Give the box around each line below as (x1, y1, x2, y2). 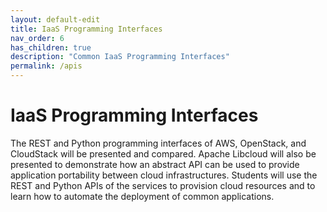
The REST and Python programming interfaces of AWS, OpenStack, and (10, 137, 307, 149)
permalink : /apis (10, 61, 83, 71)
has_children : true (10, 42, 92, 53)
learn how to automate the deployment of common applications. (10, 190, 275, 202)
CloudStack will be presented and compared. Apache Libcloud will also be (10, 147, 317, 160)
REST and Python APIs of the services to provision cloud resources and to (10, 179, 316, 191)
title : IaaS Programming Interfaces (10, 24, 163, 34)
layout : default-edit (10, 14, 101, 25)
